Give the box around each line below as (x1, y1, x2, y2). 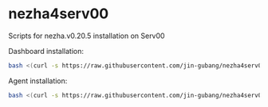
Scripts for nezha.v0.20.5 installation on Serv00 (8, 31, 165, 40)
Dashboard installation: (8, 46, 85, 55)
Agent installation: (8, 76, 68, 86)
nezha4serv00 (8, 5, 109, 23)
